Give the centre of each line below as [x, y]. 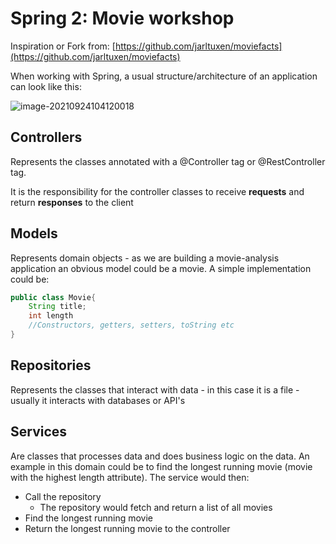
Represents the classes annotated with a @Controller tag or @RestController [168, 161]
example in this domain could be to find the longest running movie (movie [161, 466]
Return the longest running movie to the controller [127, 528]
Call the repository [63, 496]
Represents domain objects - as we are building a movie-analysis [145, 258]
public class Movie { [53, 297]
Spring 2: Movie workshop [122, 18]
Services [39, 432]
